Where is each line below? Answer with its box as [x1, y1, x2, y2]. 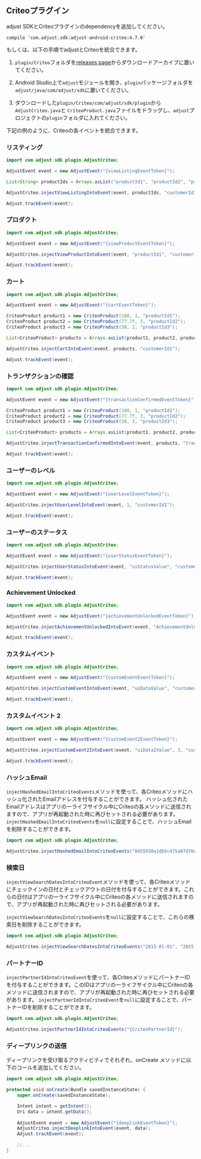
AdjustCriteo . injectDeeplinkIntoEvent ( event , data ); [17, 1125, 151, 1131]
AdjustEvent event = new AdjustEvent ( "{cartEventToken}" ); [6, 302, 157, 308]
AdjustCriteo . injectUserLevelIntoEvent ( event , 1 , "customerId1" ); [6, 502, 175, 508]
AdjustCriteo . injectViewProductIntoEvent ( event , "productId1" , [6, 251, 167, 258]
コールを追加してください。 [16, 1064, 85, 1071]
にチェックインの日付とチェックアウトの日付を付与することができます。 [6, 886, 184, 893]
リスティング [6, 143, 43, 152]
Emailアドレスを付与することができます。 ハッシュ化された [42, 795, 188, 803]
